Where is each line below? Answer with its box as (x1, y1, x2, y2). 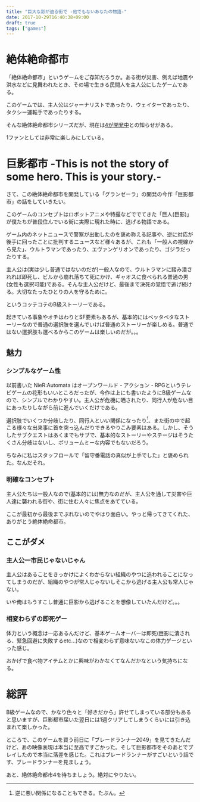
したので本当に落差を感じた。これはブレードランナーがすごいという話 (16, 751, 189, 758)
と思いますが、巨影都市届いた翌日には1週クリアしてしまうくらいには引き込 (6, 716, 190, 723)
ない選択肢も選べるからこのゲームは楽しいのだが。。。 (11, 328, 142, 335)
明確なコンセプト (6, 475, 55, 484)
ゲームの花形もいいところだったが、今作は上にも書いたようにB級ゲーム (11, 388, 186, 396)
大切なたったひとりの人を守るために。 (16, 288, 111, 296)
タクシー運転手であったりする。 (6, 108, 85, 116)
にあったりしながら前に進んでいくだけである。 (6, 403, 121, 411)
